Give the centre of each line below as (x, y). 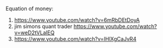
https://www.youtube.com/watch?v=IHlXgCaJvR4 (75, 39)
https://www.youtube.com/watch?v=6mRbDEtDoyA (77, 20)
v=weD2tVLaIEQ (34, 33)
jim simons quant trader (43, 26)
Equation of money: (29, 9)
